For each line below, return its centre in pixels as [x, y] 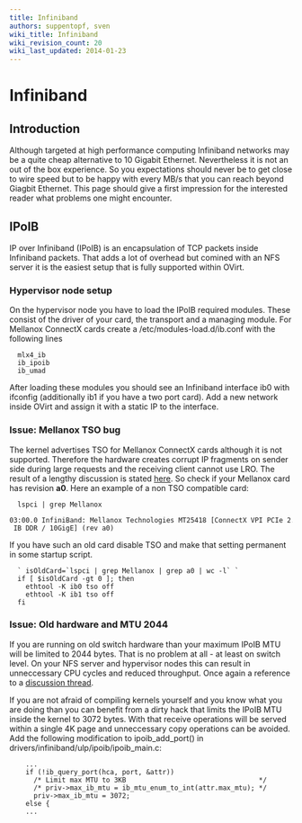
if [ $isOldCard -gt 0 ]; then [76, 578]
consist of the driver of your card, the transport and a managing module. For [151, 319]
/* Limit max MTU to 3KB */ [150, 780]
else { [38, 803]
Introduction [45, 128]
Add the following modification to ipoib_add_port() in [107, 738]
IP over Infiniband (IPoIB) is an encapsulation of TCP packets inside [134, 247]
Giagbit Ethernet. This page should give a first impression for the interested [148, 189]
